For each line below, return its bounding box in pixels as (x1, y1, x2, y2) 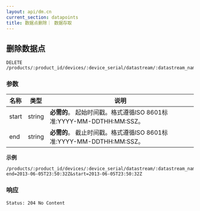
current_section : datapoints (6, 14, 79, 20)
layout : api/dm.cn (6, 8, 52, 15)
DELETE (6, 60, 23, 66)
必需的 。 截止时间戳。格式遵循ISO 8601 (49, 129, 162, 137)
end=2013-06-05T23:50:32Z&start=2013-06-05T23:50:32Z (6, 171, 143, 177)
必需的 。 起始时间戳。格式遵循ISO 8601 (49, 108, 162, 117)
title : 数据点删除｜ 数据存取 (6, 20, 73, 26)
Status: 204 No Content (6, 200, 65, 206)
